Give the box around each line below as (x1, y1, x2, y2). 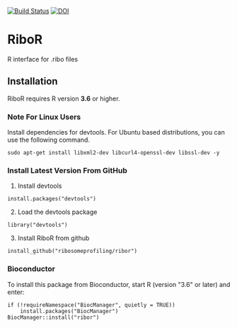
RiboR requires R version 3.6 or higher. (7, 94, 120, 103)
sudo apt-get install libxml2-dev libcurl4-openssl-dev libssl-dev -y (7, 149, 220, 157)
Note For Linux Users (7, 112, 81, 122)
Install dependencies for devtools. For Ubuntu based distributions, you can (7, 128, 225, 137)
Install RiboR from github (17, 234, 90, 242)
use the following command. (7, 135, 91, 145)
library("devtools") (7, 222, 69, 229)
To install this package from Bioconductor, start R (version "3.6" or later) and (7, 280, 231, 288)
